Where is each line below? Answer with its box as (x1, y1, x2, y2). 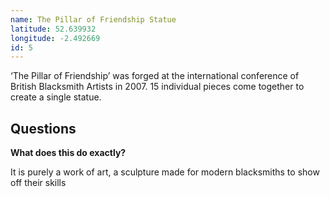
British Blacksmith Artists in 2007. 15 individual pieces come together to (10, 81, 305, 93)
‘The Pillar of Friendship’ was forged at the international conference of (10, 70, 300, 82)
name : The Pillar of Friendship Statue (10, 14, 177, 25)
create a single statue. (10, 91, 102, 103)
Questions (10, 120, 77, 137)
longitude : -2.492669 (10, 33, 101, 43)
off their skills (10, 177, 67, 189)
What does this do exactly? (10, 147, 127, 159)
